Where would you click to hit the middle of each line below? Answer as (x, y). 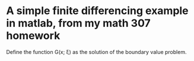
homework (33, 36)
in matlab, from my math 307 (79, 23)
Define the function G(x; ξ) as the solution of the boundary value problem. (96, 52)
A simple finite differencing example (97, 11)
